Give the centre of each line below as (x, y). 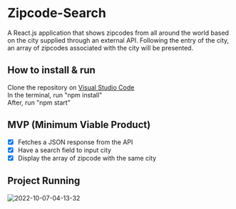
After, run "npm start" (39, 102)
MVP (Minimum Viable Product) (79, 125)
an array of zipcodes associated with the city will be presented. (101, 48)
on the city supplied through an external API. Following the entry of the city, (118, 40)
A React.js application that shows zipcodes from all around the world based (118, 33)
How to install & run (52, 70)
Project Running (44, 181)
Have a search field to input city (65, 150)
